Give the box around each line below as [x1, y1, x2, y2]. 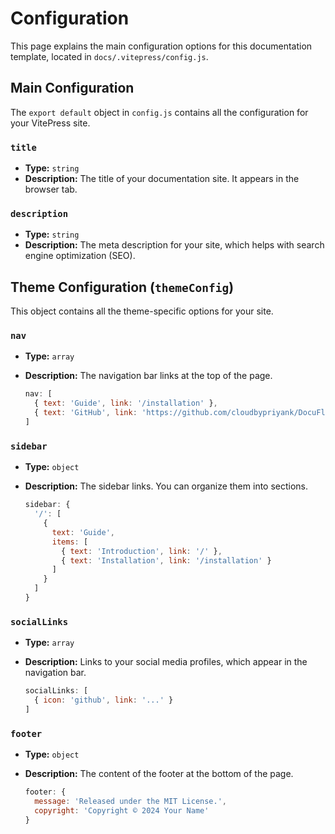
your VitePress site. [10, 117, 91, 129]
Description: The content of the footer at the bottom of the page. [24, 768, 294, 780]
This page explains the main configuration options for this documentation [10, 40, 313, 52]
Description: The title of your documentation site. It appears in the [24, 173, 300, 185]
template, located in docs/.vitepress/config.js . [10, 50, 209, 62]
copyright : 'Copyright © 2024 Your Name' [34, 805, 210, 816]
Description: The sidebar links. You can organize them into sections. [24, 480, 309, 492]
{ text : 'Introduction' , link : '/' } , [61, 546, 223, 556]
